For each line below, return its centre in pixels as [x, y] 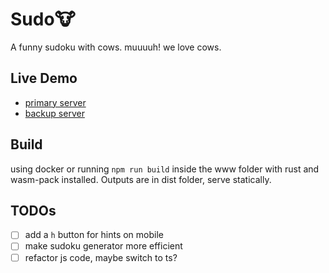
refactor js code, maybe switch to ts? [101, 257]
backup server [54, 113]
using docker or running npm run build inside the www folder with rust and [165, 169]
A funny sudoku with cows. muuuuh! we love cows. [116, 47]
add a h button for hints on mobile [94, 235]
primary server [55, 102]
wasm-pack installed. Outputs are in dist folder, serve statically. [141, 179]
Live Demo [44, 78]
